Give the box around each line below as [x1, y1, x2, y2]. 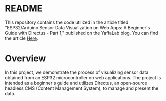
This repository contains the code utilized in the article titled [5, 19, 129, 25]
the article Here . [5, 35, 38, 41]
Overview [5, 53, 46, 64]
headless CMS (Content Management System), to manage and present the [5, 85, 159, 91]
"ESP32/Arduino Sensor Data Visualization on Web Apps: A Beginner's [5, 24, 150, 30]
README [5, 3, 43, 14]
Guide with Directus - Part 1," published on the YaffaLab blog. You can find [5, 30, 158, 36]
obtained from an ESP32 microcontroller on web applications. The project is [5, 74, 161, 80]
